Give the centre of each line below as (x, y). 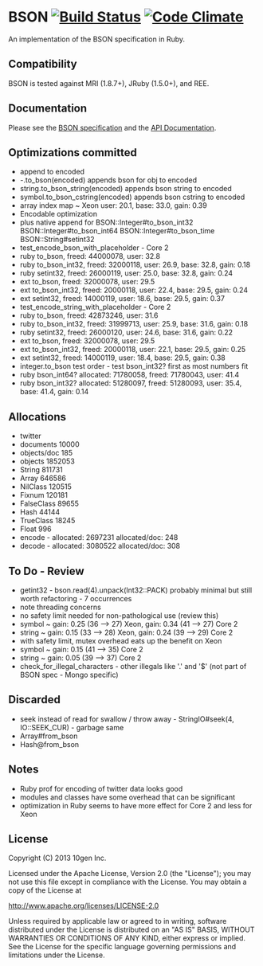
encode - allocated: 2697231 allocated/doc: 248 (99, 538)
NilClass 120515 (45, 487)
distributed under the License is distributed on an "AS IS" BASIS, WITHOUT (131, 930)
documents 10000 (49, 444)
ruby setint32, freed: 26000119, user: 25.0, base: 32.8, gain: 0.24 (126, 273)
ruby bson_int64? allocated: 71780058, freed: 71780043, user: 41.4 (130, 375)
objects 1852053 (47, 461)
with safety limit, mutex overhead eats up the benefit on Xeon (121, 641)
